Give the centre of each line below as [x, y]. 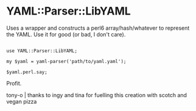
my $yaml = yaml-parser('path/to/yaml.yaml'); [66, 61]
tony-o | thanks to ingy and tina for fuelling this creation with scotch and [97, 95]
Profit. [14, 83]
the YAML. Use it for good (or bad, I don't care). [66, 34]
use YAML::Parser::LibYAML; [42, 51]
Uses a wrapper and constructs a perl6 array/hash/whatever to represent [98, 28]
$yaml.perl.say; [27, 72]
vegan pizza [22, 101]
